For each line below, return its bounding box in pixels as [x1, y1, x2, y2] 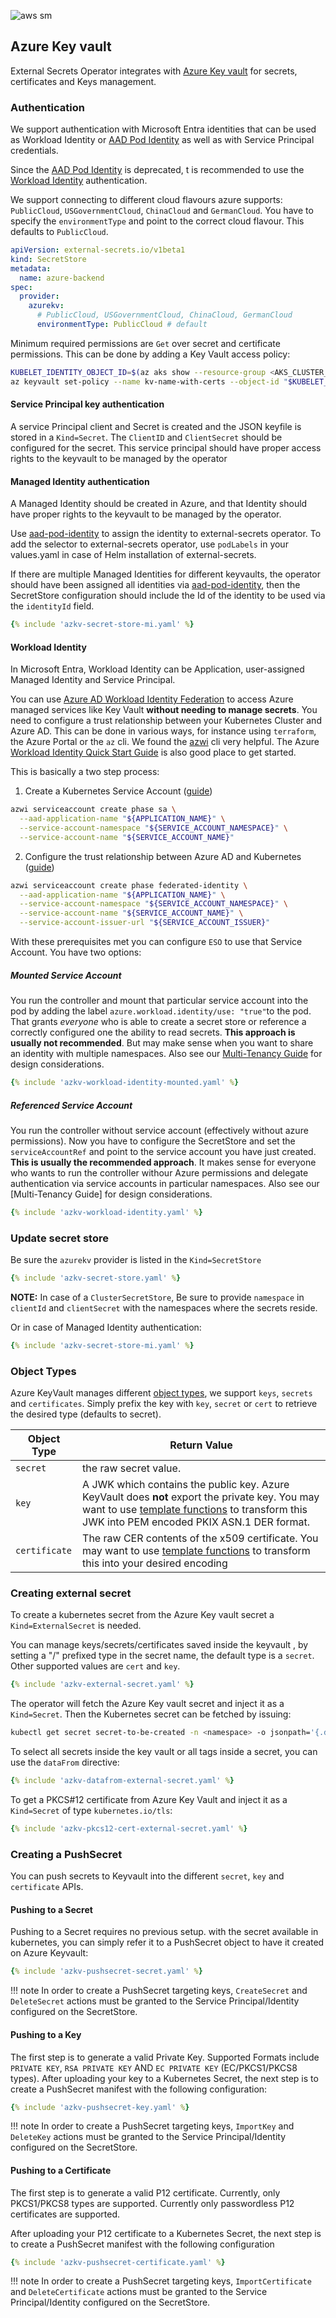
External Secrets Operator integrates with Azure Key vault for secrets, [10, 65, 298, 77]
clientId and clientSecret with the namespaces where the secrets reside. [10, 1301, 318, 1314]
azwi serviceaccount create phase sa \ [10, 805, 177, 815]
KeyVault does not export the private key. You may [82, 1490, 320, 1504]
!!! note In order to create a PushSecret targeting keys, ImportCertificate [10, 2275, 312, 2287]
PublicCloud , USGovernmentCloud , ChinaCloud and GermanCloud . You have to [10, 205, 314, 217]
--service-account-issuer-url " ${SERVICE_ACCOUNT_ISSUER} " [19, 918, 271, 928]
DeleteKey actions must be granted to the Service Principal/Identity [10, 2131, 287, 2143]
